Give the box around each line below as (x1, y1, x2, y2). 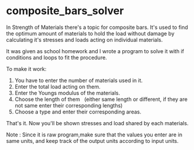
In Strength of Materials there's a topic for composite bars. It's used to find (6, 24, 188, 31)
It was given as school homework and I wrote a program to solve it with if (6, 47, 185, 54)
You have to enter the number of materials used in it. (14, 77, 143, 84)
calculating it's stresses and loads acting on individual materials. (6, 36, 163, 43)
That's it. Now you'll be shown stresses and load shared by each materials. (6, 119, 189, 126)
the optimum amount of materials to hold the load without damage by (6, 30, 174, 37)
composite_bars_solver (6, 4, 124, 18)
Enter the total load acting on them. (14, 83, 101, 90)
